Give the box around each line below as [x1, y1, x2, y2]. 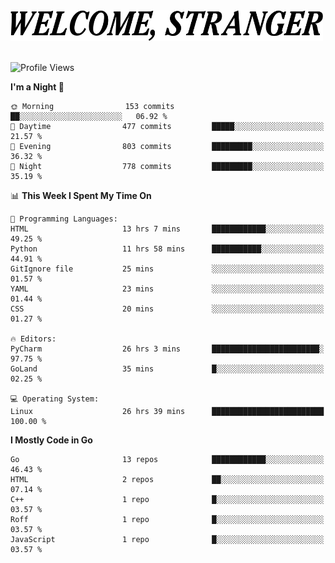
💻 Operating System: [10, 394, 100, 404]
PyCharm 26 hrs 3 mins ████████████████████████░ [10, 344, 325, 354]
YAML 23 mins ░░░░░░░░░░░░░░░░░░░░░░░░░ [10, 284, 325, 294]
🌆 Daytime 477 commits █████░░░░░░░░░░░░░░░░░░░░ [10, 122, 325, 132]
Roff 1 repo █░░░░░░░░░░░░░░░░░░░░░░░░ [10, 515, 325, 525]
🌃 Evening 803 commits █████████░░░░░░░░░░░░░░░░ [10, 142, 325, 152]
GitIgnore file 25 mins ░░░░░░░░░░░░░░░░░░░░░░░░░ [10, 264, 325, 274]
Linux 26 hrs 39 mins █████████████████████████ [10, 407, 325, 417]
